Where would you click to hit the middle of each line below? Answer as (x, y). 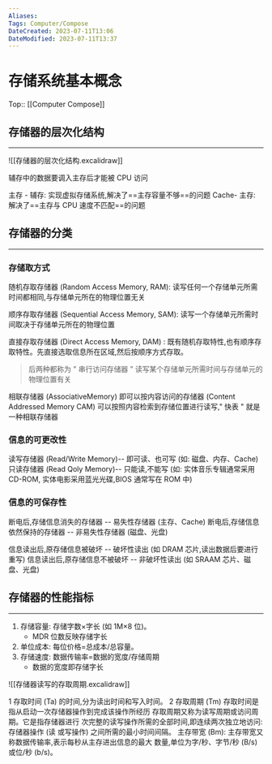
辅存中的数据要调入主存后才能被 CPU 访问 (78, 178)
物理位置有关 (49, 379)
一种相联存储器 (33, 417)
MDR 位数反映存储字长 (70, 636)
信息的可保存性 (38, 503)
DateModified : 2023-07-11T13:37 (63, 39)
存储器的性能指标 (51, 598)
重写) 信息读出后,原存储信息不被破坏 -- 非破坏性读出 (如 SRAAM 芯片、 (126, 559)
